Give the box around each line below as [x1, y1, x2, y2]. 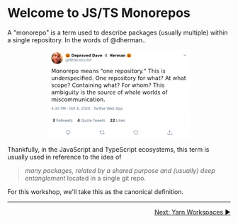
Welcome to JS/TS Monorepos [7, 5, 191, 21]
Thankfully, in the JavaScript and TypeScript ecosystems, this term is [7, 145, 210, 153]
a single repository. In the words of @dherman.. [7, 35, 147, 44]
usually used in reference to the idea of [7, 152, 122, 161]
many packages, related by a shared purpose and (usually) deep [24, 166, 216, 174]
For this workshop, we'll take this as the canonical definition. [7, 187, 184, 195]
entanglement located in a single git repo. [24, 174, 147, 182]
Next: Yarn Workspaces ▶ [154, 207, 231, 216]
